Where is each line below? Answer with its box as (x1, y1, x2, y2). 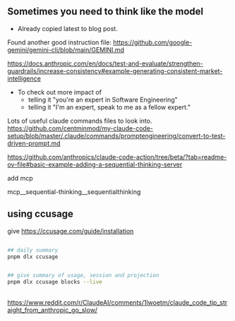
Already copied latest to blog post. (17, 24, 118, 32)
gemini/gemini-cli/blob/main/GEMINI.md (7, 45, 125, 54)
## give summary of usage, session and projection (7, 272, 159, 279)
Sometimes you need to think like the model (7, 6, 204, 18)
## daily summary (7, 246, 59, 253)
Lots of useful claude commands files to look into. (7, 116, 152, 125)
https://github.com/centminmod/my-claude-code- (7, 123, 154, 133)
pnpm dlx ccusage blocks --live (7, 279, 102, 286)
